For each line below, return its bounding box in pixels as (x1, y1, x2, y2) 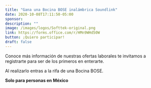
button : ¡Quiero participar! (5, 35, 65, 40)
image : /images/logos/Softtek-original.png (5, 26, 96, 31)
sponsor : (5, 16, 23, 21)
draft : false (5, 40, 32, 44)
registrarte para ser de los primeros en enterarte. (5, 58, 104, 64)
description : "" (5, 21, 38, 26)
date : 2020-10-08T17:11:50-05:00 (5, 12, 74, 17)
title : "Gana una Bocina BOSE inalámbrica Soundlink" (5, 7, 118, 12)
